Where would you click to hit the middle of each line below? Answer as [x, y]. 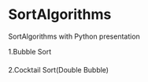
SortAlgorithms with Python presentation [74, 36]
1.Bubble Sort [30, 51]
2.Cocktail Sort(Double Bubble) [58, 69]
